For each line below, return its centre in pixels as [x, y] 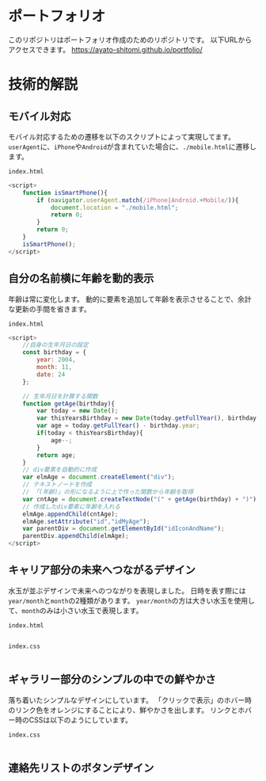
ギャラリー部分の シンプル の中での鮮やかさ [112, 679]
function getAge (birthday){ [68, 404]
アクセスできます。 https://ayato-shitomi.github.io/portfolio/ [106, 49]
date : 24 [51, 374]
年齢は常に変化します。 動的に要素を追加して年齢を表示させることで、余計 [130, 299]
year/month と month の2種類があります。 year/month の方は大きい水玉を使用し [132, 600]
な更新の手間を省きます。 [49, 309]
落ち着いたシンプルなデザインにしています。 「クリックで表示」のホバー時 [130, 700]
